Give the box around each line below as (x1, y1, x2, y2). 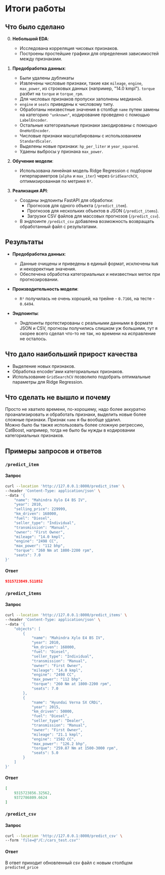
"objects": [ (14, 626, 41, 631)
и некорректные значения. (19, 265, 77, 272)
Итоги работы (5, 3, 66, 14)
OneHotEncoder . (19, 128, 50, 133)
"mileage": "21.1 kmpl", (31, 732, 83, 737)
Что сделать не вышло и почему (5, 394, 111, 402)
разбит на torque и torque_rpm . (19, 91, 83, 96)
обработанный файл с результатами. (19, 223, 98, 229)
